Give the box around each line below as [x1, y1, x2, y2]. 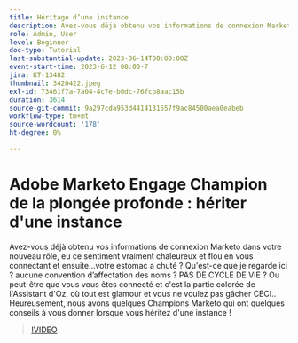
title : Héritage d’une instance [9, 12, 129, 22]
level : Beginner [9, 37, 69, 47]
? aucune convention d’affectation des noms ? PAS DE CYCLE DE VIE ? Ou [9, 269, 280, 280]
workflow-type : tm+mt [9, 112, 90, 121]
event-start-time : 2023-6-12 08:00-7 [9, 63, 149, 72]
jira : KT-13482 [9, 71, 66, 80]
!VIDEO [30, 324, 58, 335]
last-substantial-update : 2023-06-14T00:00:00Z [9, 54, 189, 63]
